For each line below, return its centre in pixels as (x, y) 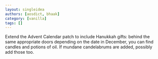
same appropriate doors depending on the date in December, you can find (79, 42)
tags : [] (14, 23)
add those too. (19, 52)
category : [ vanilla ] (26, 18)
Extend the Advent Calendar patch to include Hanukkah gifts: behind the (78, 37)
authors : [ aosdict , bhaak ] (32, 14)
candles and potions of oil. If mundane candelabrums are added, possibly (79, 47)
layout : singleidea (25, 9)
